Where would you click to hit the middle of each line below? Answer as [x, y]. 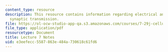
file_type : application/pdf [34, 28]
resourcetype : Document [30, 33]
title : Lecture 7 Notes [30, 38]
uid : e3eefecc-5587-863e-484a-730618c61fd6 [51, 42]
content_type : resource [30, 10]
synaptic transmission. [34, 19]
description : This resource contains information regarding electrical [81, 14]
